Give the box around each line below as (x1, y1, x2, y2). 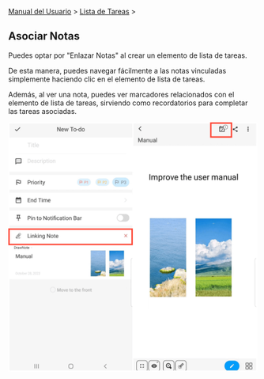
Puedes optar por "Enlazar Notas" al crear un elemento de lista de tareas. (8, 51, 247, 60)
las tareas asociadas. (8, 106, 77, 116)
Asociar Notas (8, 29, 81, 43)
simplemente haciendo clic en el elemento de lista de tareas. (8, 74, 206, 84)
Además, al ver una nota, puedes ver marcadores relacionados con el (8, 89, 235, 99)
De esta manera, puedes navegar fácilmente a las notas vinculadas (8, 66, 227, 75)
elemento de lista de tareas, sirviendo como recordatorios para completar (8, 98, 248, 108)
